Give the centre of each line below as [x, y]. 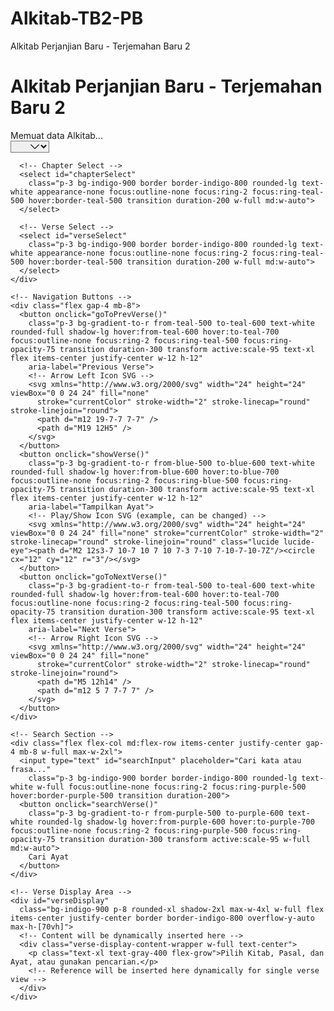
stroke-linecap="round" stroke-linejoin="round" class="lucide [145, 542]
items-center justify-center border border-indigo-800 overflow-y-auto [162, 918]
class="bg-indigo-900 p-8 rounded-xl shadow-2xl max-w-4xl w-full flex [172, 909]
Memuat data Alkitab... [56, 135]
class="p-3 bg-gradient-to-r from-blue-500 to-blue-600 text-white [171, 463]
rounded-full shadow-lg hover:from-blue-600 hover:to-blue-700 [145, 472]
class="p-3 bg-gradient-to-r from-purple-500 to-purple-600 [156, 813]
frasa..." [31, 769]
